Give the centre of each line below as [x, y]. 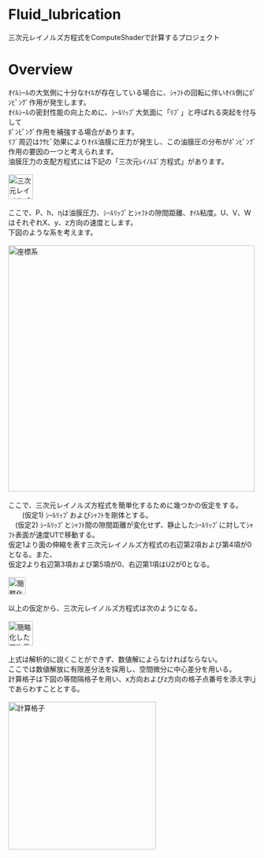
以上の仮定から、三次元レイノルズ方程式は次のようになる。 [105, 607]
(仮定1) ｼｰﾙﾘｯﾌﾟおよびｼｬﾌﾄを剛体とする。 [87, 514]
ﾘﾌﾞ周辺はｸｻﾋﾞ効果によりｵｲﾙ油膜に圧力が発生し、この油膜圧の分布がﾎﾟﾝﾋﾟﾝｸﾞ [132, 141]
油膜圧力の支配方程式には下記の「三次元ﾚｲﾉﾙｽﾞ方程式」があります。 [118, 161]
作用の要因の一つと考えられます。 [63, 151]
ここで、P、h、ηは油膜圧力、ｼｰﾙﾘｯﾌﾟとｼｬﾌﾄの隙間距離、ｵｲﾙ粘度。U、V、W [130, 212]
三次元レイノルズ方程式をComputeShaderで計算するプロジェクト [114, 37]
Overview [41, 70]
